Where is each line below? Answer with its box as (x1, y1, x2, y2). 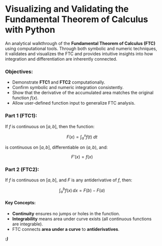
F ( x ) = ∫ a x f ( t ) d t (66, 133, 98, 140)
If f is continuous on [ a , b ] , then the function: (5, 123, 95, 129)
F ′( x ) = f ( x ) (71, 154, 93, 159)
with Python (5, 24, 55, 35)
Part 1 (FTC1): (5, 112, 38, 119)
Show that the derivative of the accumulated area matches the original (12, 89, 154, 96)
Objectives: (5, 68, 33, 75)
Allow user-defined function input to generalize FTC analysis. (12, 100, 136, 106)
